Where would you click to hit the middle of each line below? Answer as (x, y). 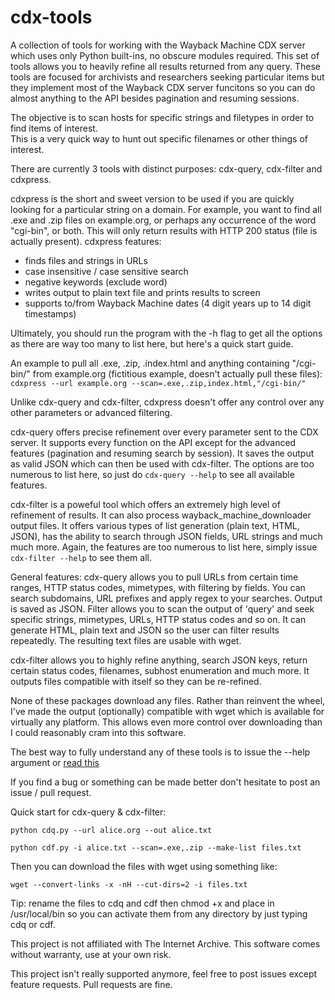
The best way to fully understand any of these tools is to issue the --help (160, 752)
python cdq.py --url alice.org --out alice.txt (111, 830)
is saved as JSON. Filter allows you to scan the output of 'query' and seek (162, 608)
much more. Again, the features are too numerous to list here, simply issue (164, 547)
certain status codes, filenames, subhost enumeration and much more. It (160, 670)
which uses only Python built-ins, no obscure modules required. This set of (165, 55)
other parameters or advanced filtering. (91, 412)
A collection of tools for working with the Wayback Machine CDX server (158, 45)
